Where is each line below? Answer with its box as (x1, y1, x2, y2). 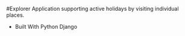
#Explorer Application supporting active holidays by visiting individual (6, 5, 179, 12)
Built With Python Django (14, 23, 77, 30)
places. (6, 11, 25, 19)
